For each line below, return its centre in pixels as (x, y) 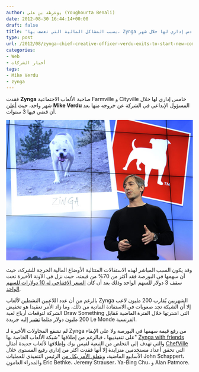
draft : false (22, 25)
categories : (21, 51)
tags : (13, 69)
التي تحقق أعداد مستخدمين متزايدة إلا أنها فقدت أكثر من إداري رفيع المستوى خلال (96, 350)
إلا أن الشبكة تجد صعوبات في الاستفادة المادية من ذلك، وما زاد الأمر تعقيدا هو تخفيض (99, 307)
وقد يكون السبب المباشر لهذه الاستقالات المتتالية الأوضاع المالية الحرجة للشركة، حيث (99, 270)
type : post (20, 38)
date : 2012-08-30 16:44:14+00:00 (47, 19)
